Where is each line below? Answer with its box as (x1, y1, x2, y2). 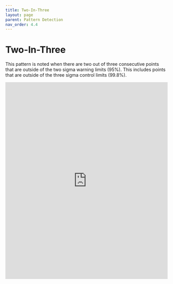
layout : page (5, 12, 33, 17)
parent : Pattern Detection (5, 17, 63, 22)
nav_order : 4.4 (5, 22, 38, 27)
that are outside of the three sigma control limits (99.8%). (5, 72, 127, 78)
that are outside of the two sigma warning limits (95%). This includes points (5, 66, 166, 73)
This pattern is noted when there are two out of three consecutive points (5, 61, 160, 67)
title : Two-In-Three (5, 7, 50, 13)
